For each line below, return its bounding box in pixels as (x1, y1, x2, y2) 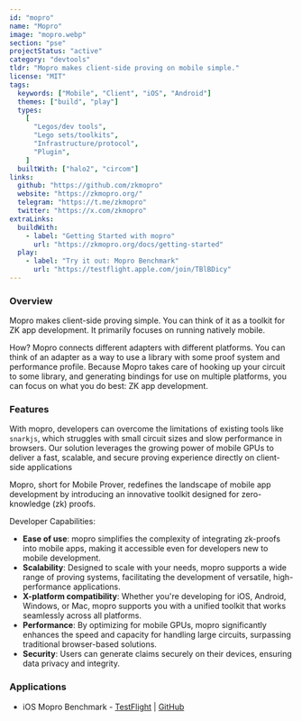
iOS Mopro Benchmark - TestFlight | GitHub (22, 701, 185, 712)
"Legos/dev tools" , (32, 123, 106, 132)
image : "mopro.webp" (9, 30, 87, 39)
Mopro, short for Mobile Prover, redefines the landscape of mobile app (9, 479, 272, 490)
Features (9, 403, 50, 416)
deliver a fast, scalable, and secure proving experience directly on (9, 452, 255, 463)
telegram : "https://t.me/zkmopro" (17, 198, 147, 208)
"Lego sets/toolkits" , (32, 131, 119, 140)
